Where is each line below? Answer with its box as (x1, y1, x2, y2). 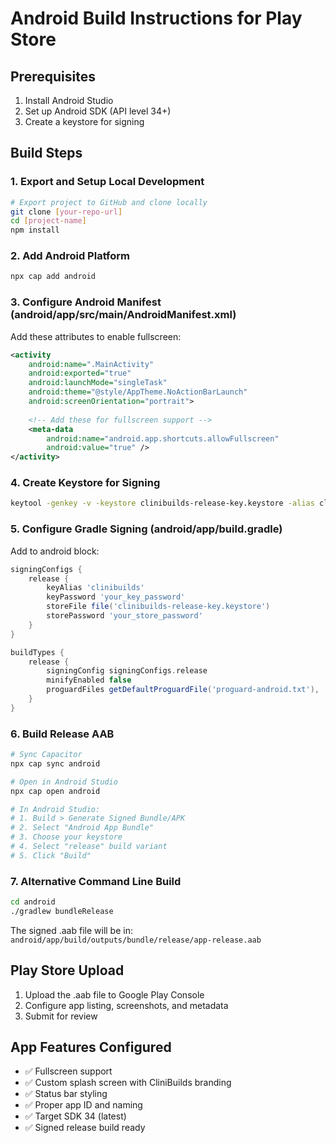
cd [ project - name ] (10, 216, 87, 226)
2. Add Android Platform (10, 249, 130, 263)
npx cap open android (10, 786, 101, 796)
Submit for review (24, 1010, 98, 1022)
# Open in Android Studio (10, 777, 118, 787)
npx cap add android (10, 272, 97, 282)
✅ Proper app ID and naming (24, 1099, 143, 1111)
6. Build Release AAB (10, 727, 115, 741)
